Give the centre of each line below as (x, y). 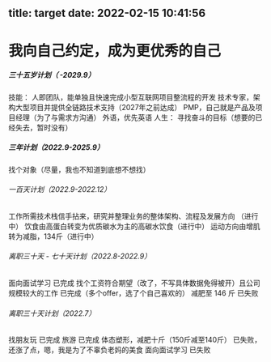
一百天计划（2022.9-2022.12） (60, 190)
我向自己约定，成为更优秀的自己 (115, 51)
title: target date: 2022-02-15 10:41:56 (107, 13)
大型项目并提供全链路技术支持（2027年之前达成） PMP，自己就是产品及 (135, 107)
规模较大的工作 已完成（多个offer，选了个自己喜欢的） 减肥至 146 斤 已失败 (133, 293)
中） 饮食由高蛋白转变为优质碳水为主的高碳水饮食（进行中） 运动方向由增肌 (134, 226)
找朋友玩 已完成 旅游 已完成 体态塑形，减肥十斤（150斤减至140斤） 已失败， (135, 340)
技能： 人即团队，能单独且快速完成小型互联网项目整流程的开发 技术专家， (131, 97)
